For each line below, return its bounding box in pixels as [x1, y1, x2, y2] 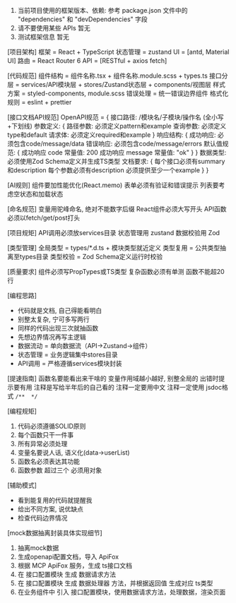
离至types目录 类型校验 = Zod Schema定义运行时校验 [7, 253, 163, 261]
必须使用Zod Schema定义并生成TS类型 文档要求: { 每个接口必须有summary [7, 157, 225, 165]
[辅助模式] [7, 481, 37, 489]
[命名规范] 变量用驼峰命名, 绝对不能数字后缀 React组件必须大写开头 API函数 [7, 205, 227, 213]
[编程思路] [7, 292, 37, 299]
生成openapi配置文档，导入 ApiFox [17, 553, 119, 561]
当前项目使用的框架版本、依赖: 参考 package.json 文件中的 [17, 6, 188, 14]
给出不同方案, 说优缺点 [17, 505, 83, 513]
